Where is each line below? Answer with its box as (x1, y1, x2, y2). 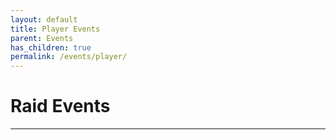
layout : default (10, 14, 78, 25)
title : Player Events (10, 24, 101, 34)
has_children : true (10, 42, 92, 53)
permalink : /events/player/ (10, 52, 128, 62)
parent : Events (10, 33, 74, 43)
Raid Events (10, 95, 111, 118)
